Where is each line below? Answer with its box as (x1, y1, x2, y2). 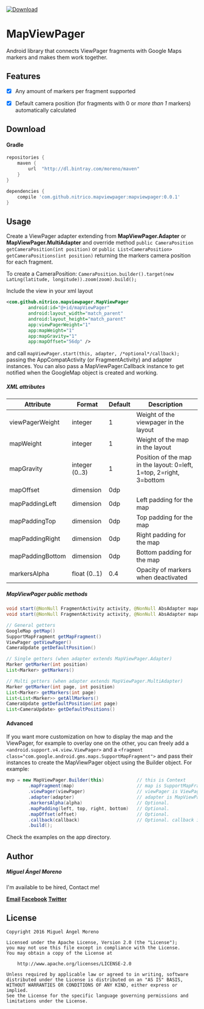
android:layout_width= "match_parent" (28, 310, 123, 316)
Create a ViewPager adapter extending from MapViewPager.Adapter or (6, 232, 186, 240)
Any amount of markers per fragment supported (15, 87, 136, 94)
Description (148, 400, 183, 409)
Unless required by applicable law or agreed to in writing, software (6, 971, 189, 978)
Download (6, 124, 46, 134)
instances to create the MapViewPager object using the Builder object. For (6, 759, 192, 766)
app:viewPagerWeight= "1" (28, 321, 91, 328)
